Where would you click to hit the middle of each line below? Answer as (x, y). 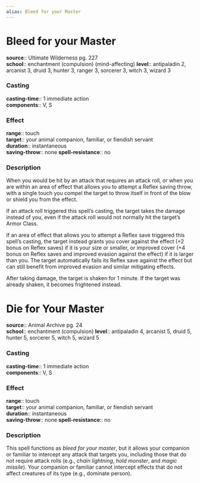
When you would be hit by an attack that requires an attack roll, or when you (100, 181)
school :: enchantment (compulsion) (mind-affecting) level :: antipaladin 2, (96, 64)
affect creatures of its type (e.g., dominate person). (69, 473)
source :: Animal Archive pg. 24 (44, 325)
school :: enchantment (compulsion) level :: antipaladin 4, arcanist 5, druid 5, (99, 331)
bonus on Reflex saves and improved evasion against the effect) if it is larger (100, 254)
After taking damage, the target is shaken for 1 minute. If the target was (93, 278)
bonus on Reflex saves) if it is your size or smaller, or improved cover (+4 (96, 248)
